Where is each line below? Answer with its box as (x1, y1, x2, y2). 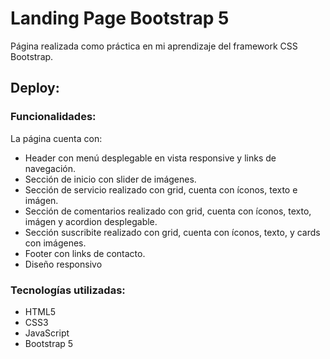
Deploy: (10, 80, 60, 97)
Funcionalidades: (10, 110, 97, 124)
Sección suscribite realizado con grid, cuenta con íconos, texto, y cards (24, 226, 321, 238)
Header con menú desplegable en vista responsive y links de (24, 152, 277, 164)
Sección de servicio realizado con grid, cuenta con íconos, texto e (24, 183, 298, 196)
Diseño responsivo (24, 258, 103, 270)
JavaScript (24, 327, 70, 339)
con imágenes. (24, 237, 87, 249)
